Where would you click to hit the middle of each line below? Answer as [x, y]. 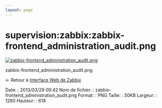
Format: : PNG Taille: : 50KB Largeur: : [118, 95]
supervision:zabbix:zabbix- [65, 35]
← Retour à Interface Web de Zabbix [43, 80]
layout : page [19, 10]
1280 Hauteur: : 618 [26, 100]
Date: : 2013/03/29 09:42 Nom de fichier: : [50, 90]
